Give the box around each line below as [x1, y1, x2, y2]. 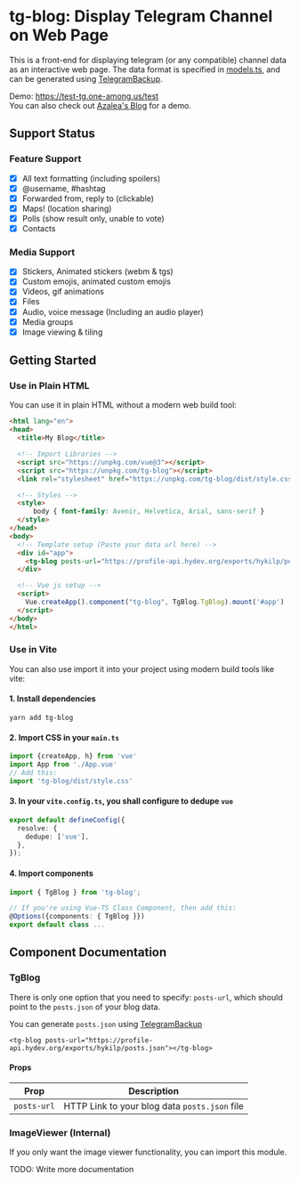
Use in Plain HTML [9, 380, 90, 393]
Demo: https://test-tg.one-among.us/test [9, 91, 159, 101]
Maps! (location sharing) [21, 203, 112, 214]
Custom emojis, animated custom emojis [21, 276, 172, 287]
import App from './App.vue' [9, 760, 117, 769]
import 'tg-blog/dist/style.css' [9, 776, 133, 785]
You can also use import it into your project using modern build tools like [9, 663, 274, 674]
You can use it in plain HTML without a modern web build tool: [9, 400, 238, 410]
